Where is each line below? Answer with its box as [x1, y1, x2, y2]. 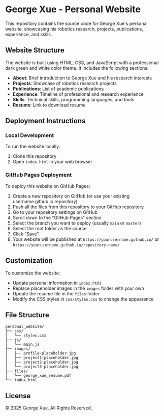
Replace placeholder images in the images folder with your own [12, 285, 145, 291]
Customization [5, 256, 53, 265]
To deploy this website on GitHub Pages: [5, 183, 90, 189]
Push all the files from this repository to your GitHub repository [12, 204, 144, 210]
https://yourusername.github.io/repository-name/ [12, 242, 120, 247]
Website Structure [5, 46, 64, 54]
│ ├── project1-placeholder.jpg [5, 355, 79, 360]
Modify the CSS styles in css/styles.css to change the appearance [12, 296, 154, 302]
